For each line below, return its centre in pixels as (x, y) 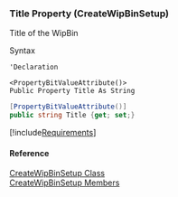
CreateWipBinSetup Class (57, 174)
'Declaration (34, 67)
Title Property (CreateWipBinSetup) (89, 14)
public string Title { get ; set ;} (72, 116)
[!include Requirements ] (53, 133)
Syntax (23, 51)
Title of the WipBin (44, 33)
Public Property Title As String (72, 91)
